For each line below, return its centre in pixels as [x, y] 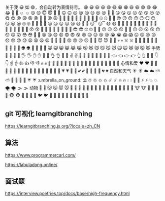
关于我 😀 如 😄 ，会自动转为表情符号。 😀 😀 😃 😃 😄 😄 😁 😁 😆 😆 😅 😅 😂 [81, 7]
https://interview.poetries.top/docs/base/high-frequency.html [67, 194]
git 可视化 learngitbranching [49, 114]
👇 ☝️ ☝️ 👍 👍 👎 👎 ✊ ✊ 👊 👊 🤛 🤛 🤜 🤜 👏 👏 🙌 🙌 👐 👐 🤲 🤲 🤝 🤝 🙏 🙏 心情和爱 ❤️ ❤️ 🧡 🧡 [81, 63]
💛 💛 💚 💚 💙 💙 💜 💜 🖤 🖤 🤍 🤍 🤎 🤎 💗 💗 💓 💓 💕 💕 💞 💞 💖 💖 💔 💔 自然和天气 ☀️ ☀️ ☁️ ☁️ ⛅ [83, 71]
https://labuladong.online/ [31, 164]
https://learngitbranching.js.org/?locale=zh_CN [53, 126]
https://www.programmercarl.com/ [40, 155]
